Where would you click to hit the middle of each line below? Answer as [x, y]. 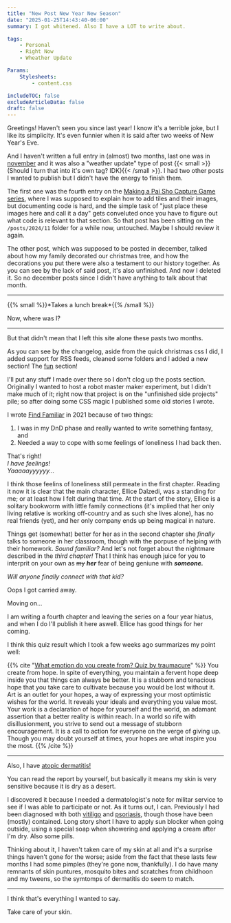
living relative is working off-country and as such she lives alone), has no [111, 513]
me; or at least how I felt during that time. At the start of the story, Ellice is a [114, 499]
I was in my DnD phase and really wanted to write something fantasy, [115, 428]
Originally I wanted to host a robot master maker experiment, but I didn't [109, 387]
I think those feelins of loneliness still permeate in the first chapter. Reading [113, 484]
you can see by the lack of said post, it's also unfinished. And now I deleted [114, 271]
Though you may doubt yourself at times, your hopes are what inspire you [112, 738]
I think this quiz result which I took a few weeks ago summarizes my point [111, 645]
